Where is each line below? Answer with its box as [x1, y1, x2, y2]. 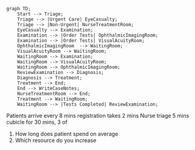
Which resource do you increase [15, 137, 97, 144]
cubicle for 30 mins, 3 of [6, 118, 68, 126]
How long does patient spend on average [15, 131, 119, 137]
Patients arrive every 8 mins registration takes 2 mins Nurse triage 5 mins [6, 112, 190, 119]
